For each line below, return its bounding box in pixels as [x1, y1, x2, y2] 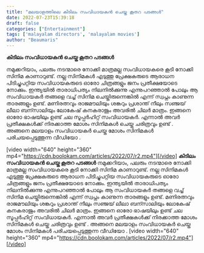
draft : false [6, 20, 39, 26]
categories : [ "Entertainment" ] [6, 25, 86, 32]
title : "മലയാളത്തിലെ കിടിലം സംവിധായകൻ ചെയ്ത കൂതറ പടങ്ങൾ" [6, 8, 164, 15]
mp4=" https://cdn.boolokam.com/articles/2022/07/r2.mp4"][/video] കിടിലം [6, 153, 196, 159]
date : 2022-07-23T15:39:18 [6, 15, 75, 21]
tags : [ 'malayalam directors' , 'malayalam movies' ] [6, 31, 140, 38]
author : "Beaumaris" [6, 37, 59, 43]
